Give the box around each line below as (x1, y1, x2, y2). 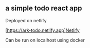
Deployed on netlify (5, 17, 47, 23)
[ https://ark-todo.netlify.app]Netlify (5, 27, 80, 33)
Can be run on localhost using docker (5, 37, 85, 43)
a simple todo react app (5, 4, 82, 13)
